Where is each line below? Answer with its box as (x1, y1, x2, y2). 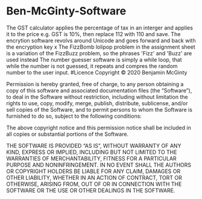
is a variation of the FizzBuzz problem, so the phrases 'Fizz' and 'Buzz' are (6, 49, 192, 57)
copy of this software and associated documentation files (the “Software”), (6, 87, 192, 94)
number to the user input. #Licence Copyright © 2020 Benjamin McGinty (6, 69, 188, 76)
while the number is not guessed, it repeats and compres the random (6, 62, 178, 70)
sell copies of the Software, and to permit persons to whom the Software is (6, 106, 193, 113)
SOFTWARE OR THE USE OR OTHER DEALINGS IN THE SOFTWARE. (6, 186, 175, 194)
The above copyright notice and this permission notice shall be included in (6, 124, 191, 131)
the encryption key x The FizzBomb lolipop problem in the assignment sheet (6, 43, 196, 51)
